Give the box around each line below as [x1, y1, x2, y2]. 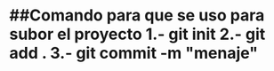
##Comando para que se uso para [9, 5, 265, 26]
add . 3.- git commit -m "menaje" [9, 43, 259, 63]
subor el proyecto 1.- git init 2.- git [9, 24, 266, 44]
